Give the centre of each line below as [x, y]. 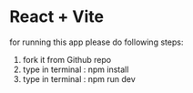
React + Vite [57, 17]
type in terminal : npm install [76, 69]
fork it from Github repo [67, 59]
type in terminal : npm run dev [79, 78]
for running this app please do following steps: [96, 42]
